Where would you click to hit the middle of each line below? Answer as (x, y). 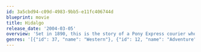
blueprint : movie (28, 17)
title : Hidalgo (25, 23)
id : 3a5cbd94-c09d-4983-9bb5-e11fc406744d (60, 12)
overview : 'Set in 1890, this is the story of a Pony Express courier (96, 34)
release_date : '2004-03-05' (41, 28)
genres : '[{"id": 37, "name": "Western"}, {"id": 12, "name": (85, 39)
